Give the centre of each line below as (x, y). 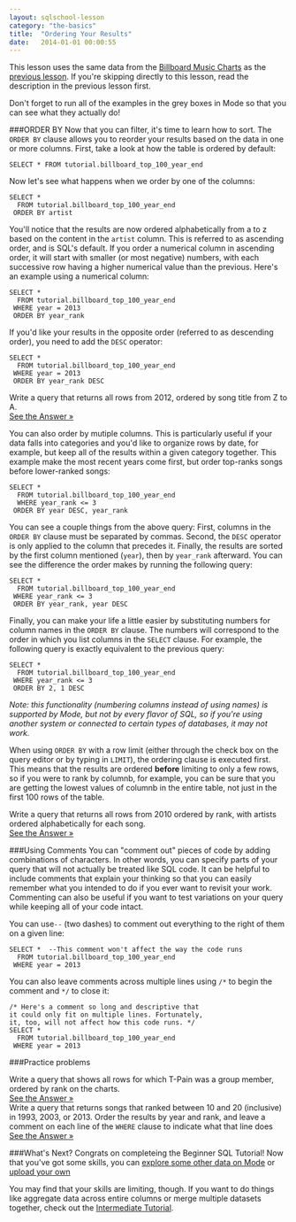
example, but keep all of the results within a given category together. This (143, 452)
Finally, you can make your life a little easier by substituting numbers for (140, 621)
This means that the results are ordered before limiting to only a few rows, (144, 769)
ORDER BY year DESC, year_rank (70, 511)
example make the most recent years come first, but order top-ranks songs (146, 462)
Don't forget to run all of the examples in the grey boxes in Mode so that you (148, 104)
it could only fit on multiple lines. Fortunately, (106, 1015)
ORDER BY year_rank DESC (58, 382)
